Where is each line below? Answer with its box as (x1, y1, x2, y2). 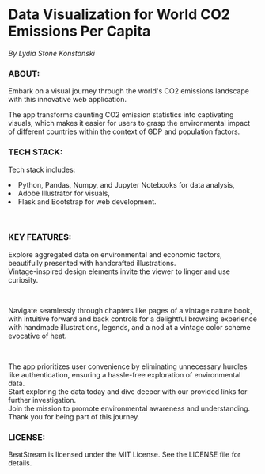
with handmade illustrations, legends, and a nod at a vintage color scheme (8, 322, 251, 332)
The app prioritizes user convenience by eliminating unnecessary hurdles (8, 362, 248, 371)
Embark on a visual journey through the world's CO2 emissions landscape (8, 86, 249, 96)
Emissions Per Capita (8, 22, 151, 40)
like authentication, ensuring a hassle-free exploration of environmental (8, 370, 241, 379)
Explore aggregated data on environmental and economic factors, (8, 249, 223, 259)
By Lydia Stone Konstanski (8, 48, 95, 58)
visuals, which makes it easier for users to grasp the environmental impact (8, 119, 251, 128)
